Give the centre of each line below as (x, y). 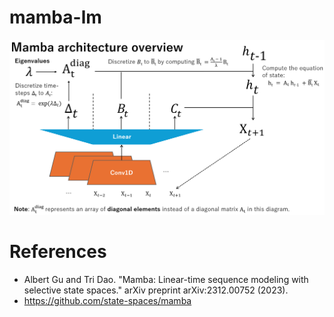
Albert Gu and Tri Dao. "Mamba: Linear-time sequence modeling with (166, 279)
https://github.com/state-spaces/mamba (107, 300)
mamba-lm (55, 17)
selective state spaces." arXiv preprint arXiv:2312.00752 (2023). (156, 290)
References (58, 252)
